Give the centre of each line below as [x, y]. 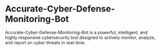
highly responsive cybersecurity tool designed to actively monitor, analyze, [80, 37]
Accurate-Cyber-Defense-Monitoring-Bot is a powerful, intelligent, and [76, 32]
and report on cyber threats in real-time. [45, 42]
